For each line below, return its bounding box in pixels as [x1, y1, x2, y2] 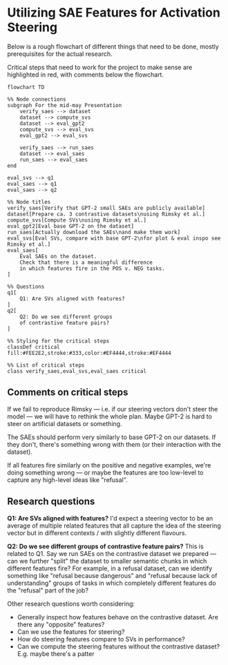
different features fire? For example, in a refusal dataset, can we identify [7, 564, 213, 572]
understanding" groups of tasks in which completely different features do [7, 579, 216, 587]
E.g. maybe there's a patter [17, 649, 95, 657]
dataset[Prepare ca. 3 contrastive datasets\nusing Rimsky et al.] [7, 211, 206, 218]
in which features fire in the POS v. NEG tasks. [19, 264, 166, 272]
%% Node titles [7, 198, 51, 205]
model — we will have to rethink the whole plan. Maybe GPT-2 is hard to [7, 412, 212, 421]
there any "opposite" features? [17, 620, 105, 628]
